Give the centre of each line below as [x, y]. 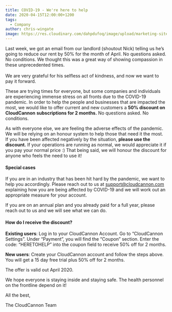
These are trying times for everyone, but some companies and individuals [83, 91]
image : [12, 34]
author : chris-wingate [29, 29]
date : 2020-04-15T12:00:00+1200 [40, 15]
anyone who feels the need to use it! [44, 155]
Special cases [20, 167]
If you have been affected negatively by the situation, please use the [78, 139]
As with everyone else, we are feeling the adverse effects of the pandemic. [84, 128]
